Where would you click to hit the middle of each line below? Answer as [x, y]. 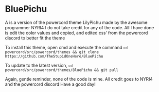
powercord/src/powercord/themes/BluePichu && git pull [62, 70]
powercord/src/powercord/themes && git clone [52, 52]
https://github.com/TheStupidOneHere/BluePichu [54, 56]
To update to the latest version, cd [39, 65]
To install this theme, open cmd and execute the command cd [66, 47]
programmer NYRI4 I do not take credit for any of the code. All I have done [79, 27]
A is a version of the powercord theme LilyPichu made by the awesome [76, 22]
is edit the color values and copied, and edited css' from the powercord [77, 33]
